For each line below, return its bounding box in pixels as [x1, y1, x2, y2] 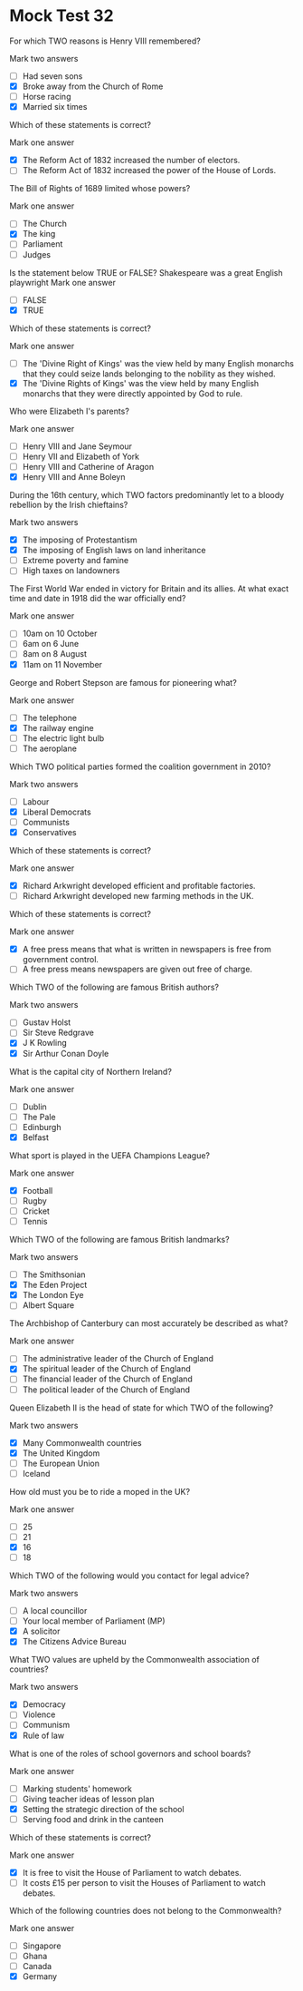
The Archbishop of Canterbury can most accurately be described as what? [9, 1318, 289, 1329]
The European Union [22, 1458, 100, 1469]
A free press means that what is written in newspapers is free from [22, 944, 271, 955]
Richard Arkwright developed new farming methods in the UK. [22, 891, 254, 902]
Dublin [22, 1101, 47, 1112]
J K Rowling [22, 1038, 68, 1049]
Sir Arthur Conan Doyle [22, 1048, 109, 1059]
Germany [22, 1971, 57, 1982]
